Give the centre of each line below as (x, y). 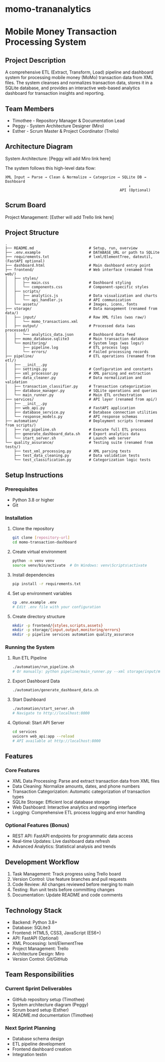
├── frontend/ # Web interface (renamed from (79, 270)
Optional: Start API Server (38, 722)
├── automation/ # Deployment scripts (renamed (79, 421)
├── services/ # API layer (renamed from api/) (81, 399)
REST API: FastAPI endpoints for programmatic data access (72, 836)
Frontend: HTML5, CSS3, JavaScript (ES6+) (56, 933)
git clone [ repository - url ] (41, 538)
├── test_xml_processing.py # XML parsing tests (73, 451)
